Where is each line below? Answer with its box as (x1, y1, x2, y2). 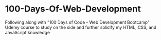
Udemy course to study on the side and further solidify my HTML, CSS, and (5, 24, 157, 30)
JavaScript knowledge (5, 29, 50, 35)
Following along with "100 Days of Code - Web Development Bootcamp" (5, 19, 150, 25)
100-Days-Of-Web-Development (5, 3, 141, 14)
